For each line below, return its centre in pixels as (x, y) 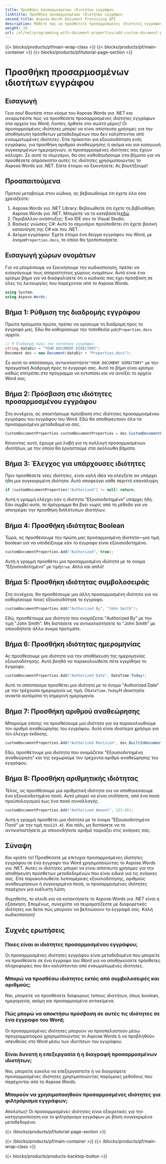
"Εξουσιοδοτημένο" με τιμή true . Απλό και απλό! (55, 567)
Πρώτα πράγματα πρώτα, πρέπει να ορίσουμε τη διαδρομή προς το (74, 324)
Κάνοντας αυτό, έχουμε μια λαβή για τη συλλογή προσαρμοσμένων (75, 443)
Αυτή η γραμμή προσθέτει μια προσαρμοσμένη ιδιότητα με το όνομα (75, 561)
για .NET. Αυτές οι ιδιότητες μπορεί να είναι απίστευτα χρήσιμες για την (80, 868)
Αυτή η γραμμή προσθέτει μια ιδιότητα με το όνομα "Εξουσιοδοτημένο (77, 820)
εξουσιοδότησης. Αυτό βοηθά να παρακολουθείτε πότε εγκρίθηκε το (76, 661)
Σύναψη (19, 846)
